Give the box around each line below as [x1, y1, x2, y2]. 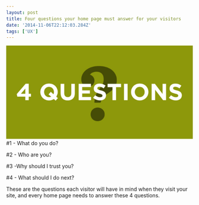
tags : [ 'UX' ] [6, 28, 38, 34]
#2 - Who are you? [6, 151, 52, 158]
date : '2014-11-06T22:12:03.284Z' [6, 22, 92, 28]
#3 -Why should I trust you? [6, 163, 74, 170]
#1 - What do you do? [6, 140, 59, 147]
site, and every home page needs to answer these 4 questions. [6, 192, 160, 199]
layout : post [6, 9, 38, 15]
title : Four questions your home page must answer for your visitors [6, 15, 182, 22]
